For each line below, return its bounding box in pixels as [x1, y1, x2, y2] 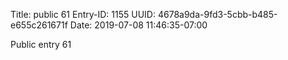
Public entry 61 [10, 39, 72, 50]
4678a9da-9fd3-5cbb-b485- [157, 9, 278, 20]
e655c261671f [10, 19, 68, 31]
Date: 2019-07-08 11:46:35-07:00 [69, 19, 208, 31]
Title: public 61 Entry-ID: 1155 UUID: [10, 9, 156, 20]
